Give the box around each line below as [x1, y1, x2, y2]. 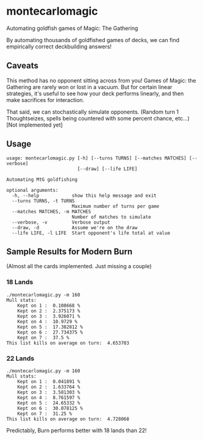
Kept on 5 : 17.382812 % [17, 324, 84, 330]
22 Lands [6, 354, 35, 362]
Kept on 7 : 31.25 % [17, 411, 72, 417]
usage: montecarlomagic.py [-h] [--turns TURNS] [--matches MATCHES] [6, 155, 187, 161]
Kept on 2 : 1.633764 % [17, 384, 80, 390]
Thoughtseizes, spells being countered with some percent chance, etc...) [6, 114, 190, 122]
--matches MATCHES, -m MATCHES [12, 208, 91, 215]
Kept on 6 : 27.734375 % [17, 329, 84, 335]
